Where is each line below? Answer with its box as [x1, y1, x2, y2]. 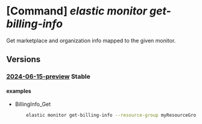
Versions [6, 54, 41, 64]
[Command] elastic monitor [6, 4, 148, 18]
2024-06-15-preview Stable [6, 72, 90, 81]
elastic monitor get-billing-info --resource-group [26, 113, 159, 119]
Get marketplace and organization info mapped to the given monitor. [6, 37, 176, 44]
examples [6, 87, 31, 95]
